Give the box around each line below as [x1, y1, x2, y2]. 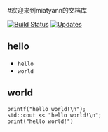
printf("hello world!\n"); [7, 105, 86, 112]
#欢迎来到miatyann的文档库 [7, 6, 88, 14]
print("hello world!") [7, 118, 74, 125]
